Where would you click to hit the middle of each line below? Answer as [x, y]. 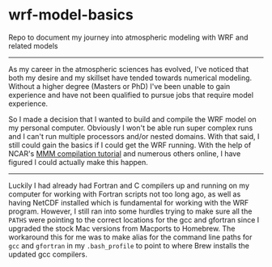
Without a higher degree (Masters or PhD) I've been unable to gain [119, 86]
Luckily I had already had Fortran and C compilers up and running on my [129, 185]
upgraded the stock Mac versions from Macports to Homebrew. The [122, 228]
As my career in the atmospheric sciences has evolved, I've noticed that [129, 69]
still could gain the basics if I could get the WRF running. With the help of [130, 145]
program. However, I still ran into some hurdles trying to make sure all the [130, 211]
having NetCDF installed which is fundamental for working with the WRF [129, 202]
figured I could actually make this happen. [78, 162]
